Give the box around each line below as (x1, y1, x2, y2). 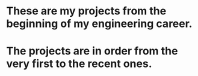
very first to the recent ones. (6, 57, 152, 71)
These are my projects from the (6, 4, 167, 18)
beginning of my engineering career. (6, 17, 193, 31)
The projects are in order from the (6, 44, 178, 58)
